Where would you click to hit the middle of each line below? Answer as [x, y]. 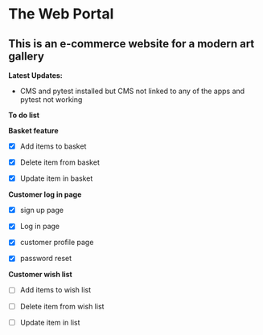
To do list [24, 115]
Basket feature [33, 131]
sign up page [42, 210]
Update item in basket [56, 178]
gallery [26, 56]
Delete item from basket [60, 162]
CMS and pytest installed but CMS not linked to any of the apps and [132, 91]
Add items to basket [53, 146]
